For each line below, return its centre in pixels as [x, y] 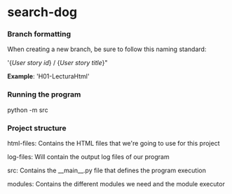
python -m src [28, 110]
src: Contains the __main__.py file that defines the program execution [107, 171]
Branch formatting [39, 34]
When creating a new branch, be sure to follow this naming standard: [107, 49]
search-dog [42, 12]
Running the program [44, 95]
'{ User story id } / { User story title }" [57, 63]
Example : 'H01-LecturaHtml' [48, 76]
